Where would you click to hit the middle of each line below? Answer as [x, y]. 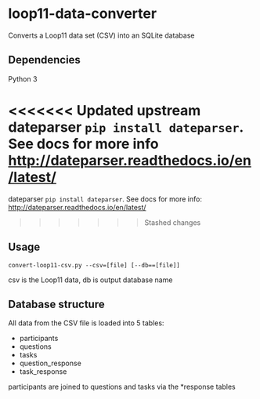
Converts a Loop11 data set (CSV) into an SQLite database [101, 35]
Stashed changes [173, 222]
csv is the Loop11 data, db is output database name [90, 280]
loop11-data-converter [83, 14]
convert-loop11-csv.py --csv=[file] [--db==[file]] [94, 265]
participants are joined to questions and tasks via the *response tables [122, 387]
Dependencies [44, 60]
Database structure [56, 304]
